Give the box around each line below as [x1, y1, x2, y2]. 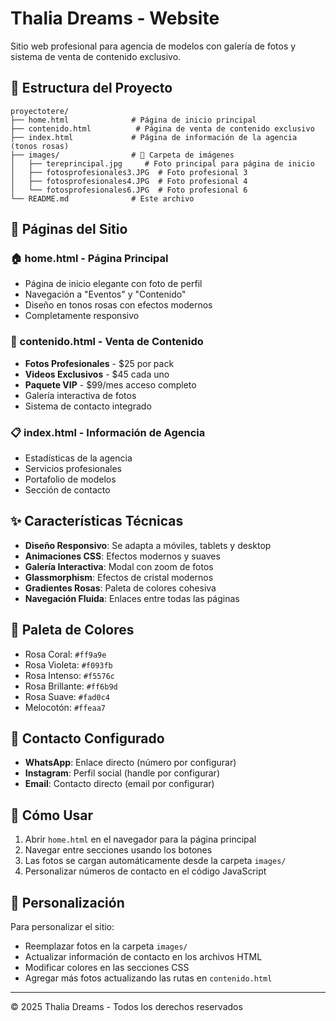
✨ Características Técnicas [10, 513, 184, 530]
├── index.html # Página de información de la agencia [10, 132, 298, 142]
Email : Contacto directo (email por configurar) [24, 778, 215, 790]
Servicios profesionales [24, 463, 122, 475]
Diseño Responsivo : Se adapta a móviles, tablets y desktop [24, 539, 272, 551]
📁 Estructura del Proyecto [10, 80, 173, 97]
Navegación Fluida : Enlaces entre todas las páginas [24, 592, 240, 604]
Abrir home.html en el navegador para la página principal [24, 833, 257, 846]
